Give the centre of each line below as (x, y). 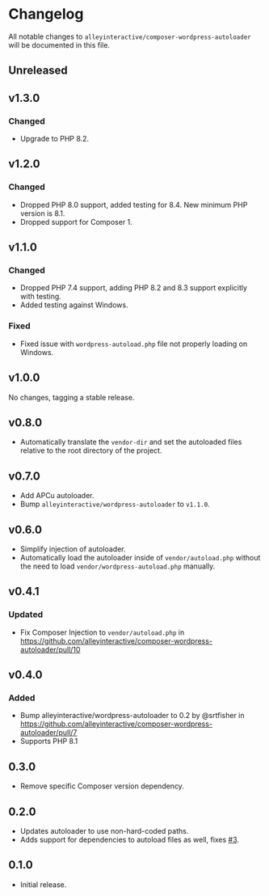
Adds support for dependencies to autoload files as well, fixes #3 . (130, 839)
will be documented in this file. (59, 44)
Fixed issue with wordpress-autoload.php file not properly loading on (134, 344)
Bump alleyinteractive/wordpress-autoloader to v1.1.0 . (115, 504)
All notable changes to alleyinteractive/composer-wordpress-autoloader (130, 36)
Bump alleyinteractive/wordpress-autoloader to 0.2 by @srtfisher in (132, 716)
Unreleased (38, 71)
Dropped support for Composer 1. (76, 222)
